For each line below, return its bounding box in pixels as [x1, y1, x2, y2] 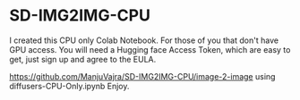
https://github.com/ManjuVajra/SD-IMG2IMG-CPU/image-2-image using [9, 71, 276, 81]
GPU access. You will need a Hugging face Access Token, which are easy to [9, 44, 291, 54]
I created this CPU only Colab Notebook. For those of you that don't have [9, 35, 279, 46]
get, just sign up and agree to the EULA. [9, 54, 157, 64]
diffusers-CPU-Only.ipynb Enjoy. [9, 80, 130, 91]
